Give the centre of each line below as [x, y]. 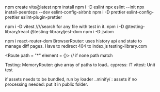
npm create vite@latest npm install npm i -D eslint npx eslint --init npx [75, 7]
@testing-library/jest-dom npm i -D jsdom [72, 32]
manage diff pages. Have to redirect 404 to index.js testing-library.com [76, 46]
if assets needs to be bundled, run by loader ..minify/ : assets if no [71, 79]
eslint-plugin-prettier [41, 17]
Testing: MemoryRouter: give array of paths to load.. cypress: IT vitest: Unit [80, 65]
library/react [17, 32]
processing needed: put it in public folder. [47, 84]
